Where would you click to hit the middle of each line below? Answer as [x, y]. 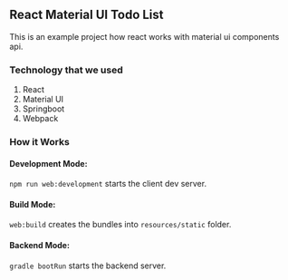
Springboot [43, 109]
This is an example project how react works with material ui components [144, 36]
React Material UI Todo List [87, 15]
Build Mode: [33, 204]
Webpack [40, 119]
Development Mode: [48, 163]
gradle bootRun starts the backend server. [88, 266]
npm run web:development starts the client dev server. [108, 184]
